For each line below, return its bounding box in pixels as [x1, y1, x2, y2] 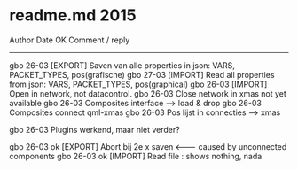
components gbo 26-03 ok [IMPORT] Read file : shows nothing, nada [9, 151, 263, 161]
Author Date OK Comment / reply [9, 35, 130, 45]
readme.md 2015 [9, 5, 137, 26]
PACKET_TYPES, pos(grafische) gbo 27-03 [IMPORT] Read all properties [9, 69, 275, 80]
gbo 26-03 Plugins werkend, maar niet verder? [9, 124, 180, 135]
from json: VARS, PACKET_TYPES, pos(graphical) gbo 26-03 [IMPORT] [9, 79, 268, 89]
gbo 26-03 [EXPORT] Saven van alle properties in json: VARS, [9, 59, 235, 71]
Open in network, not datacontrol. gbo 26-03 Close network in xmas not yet [9, 88, 286, 98]
